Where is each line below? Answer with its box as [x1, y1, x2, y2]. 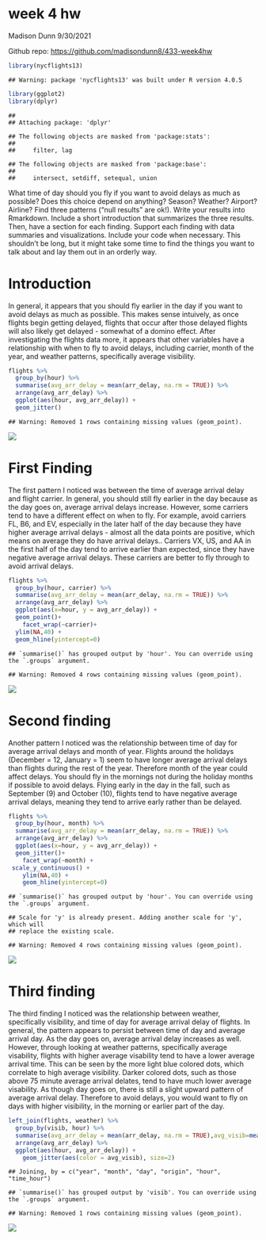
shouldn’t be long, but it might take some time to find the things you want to [8, 239, 255, 248]
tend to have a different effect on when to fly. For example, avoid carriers [8, 511, 247, 520]
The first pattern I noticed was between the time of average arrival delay [8, 485, 245, 495]
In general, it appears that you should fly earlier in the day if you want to [8, 300, 243, 310]
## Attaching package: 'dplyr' [8, 118, 112, 127]
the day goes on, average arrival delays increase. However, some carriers [8, 502, 249, 511]
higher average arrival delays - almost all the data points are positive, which [8, 527, 256, 537]
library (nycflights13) [8, 61, 83, 70]
